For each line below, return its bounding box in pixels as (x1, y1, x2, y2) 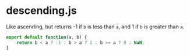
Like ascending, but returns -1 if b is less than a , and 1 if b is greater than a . (6, 23, 185, 30)
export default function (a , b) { (6, 34, 87, 40)
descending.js (6, 4, 77, 17)
